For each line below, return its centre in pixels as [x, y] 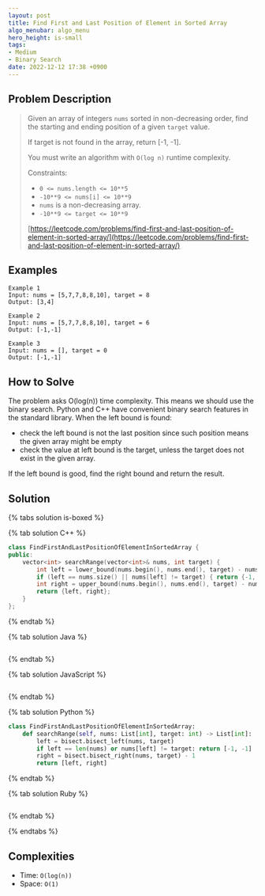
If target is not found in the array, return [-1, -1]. [104, 142]
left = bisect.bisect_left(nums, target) [106, 741]
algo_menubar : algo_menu [49, 30]
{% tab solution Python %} [51, 712]
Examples [33, 270]
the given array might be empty [71, 442]
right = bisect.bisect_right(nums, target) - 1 [116, 756]
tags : [17, 45]
